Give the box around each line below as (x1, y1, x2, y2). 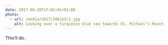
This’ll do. (5, 35, 26, 41)
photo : (5, 12, 19, 17)
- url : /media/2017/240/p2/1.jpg (10, 16, 80, 21)
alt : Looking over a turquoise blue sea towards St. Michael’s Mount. (14, 21, 166, 26)
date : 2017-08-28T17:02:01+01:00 (5, 7, 76, 12)
